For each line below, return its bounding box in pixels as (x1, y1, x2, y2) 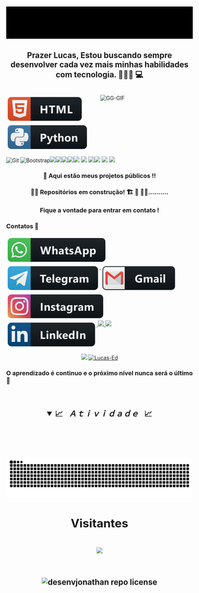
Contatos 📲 (6, 222, 39, 230)
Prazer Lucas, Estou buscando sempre (27, 50, 172, 60)
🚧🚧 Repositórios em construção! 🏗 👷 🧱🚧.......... (30, 188, 169, 196)
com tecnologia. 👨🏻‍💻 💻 (55, 69, 144, 80)
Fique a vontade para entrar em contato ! (39, 206, 160, 214)
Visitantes (70, 515, 129, 531)
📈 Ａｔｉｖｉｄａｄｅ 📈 (55, 409, 153, 419)
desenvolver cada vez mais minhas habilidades (10, 59, 189, 69)
